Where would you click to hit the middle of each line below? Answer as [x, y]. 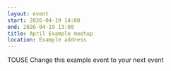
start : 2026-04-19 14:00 [44, 20]
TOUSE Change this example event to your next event [85, 60]
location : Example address [47, 40]
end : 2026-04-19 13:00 [41, 27]
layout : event [28, 14]
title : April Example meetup [50, 33]
